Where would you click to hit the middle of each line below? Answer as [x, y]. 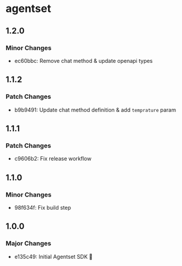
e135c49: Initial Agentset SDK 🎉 [53, 256]
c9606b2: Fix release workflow [53, 159]
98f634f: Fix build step [43, 207]
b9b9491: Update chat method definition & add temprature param [95, 110]
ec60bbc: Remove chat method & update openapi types [83, 61]
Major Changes [29, 243]
